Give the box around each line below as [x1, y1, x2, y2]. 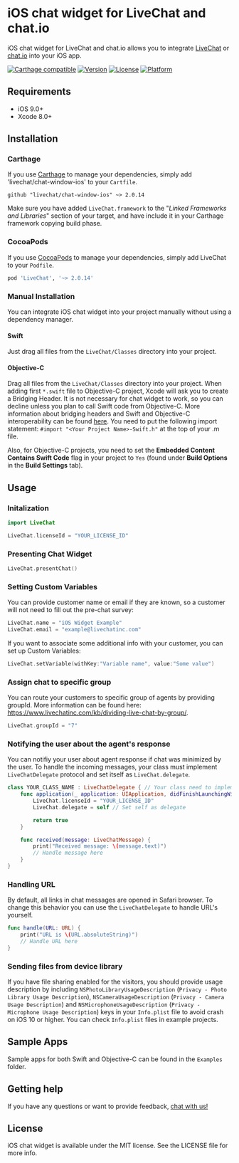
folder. [7, 1062, 26, 1070]
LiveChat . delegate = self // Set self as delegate [33, 804, 186, 811]
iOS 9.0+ [17, 105, 44, 113]
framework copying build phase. [7, 219, 102, 228]
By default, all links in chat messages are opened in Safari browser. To [7, 895, 213, 905]
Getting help [7, 1083, 63, 1095]
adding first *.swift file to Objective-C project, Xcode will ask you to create [7, 386, 229, 396]
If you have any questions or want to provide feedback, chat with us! [7, 1102, 208, 1110]
